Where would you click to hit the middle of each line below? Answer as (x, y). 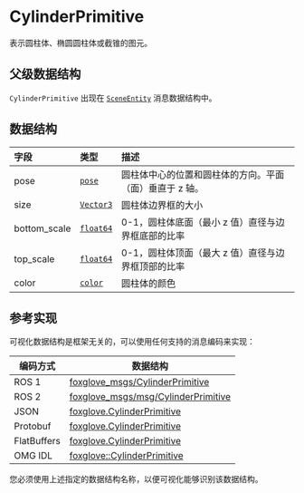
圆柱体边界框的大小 (162, 205)
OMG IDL (33, 456)
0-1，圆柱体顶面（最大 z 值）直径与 (198, 253)
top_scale (34, 258)
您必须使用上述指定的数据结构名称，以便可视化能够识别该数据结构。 (136, 479)
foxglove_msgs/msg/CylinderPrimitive (150, 397)
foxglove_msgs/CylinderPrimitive (139, 382)
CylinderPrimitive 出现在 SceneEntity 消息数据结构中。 (113, 98)
